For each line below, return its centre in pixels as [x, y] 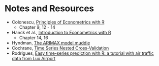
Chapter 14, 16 [33, 38]
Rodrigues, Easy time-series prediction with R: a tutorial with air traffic [83, 53]
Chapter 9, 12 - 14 [37, 27]
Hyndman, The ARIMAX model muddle [51, 43]
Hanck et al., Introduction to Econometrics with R [61, 32]
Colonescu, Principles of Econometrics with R [58, 22]
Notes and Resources [49, 9]
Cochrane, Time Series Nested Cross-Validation [60, 48]
